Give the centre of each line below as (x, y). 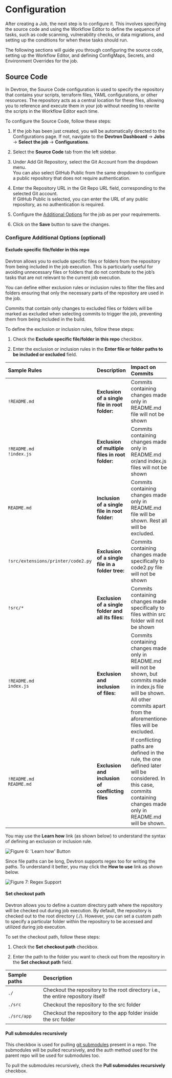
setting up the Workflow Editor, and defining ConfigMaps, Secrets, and (80, 55)
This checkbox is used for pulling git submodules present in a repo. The (81, 1045)
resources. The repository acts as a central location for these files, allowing (85, 100)
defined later (146, 765)
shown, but (144, 674)
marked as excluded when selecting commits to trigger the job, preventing (84, 313)
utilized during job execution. (36, 927)
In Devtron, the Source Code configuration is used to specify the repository (85, 89)
